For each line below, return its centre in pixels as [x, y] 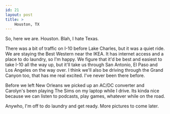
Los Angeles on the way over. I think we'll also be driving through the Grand [84, 70]
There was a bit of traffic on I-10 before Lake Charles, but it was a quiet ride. [85, 48]
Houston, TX [27, 24]
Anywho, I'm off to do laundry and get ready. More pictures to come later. [82, 106]
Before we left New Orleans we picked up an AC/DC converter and [75, 85]
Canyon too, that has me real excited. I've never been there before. [75, 76]
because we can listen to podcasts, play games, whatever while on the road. [85, 96]
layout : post [19, 15]
